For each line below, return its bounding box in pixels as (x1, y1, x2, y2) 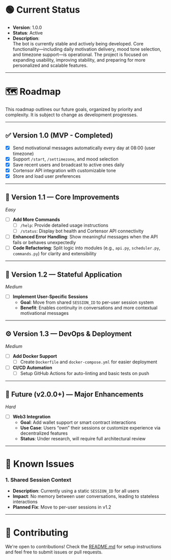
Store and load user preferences (12, 173, 81, 179)
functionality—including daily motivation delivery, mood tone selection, (12, 46, 162, 52)
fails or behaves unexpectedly (12, 239, 76, 246)
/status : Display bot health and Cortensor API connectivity (20, 228, 144, 234)
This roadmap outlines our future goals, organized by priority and (5, 106, 142, 112)
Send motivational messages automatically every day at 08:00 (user (12, 145, 156, 151)
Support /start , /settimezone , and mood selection (12, 156, 119, 162)
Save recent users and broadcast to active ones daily (12, 162, 125, 168)
